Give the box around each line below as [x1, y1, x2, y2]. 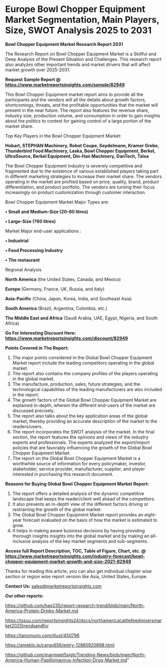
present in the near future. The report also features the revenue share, [5, 107, 150, 113]
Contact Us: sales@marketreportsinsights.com [5, 583, 102, 589]
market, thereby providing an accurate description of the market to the [12, 418, 158, 424]
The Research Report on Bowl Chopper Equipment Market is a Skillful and [5, 51, 157, 57]
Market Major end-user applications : [5, 228, 81, 234]
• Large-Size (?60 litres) [5, 218, 56, 224]
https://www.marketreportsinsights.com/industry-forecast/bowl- [5, 553, 145, 559]
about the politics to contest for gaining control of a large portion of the [5, 118, 152, 124]
